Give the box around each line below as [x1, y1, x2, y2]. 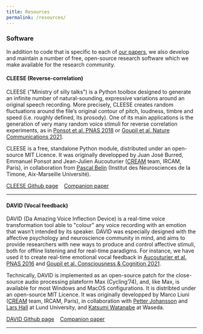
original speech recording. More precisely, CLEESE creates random [6, 101, 174, 108]
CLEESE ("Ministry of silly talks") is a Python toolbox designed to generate [6, 88, 192, 95]
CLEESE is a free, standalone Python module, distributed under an [6, 145, 171, 152]
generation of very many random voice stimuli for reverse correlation [6, 120, 178, 127]
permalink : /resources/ [6, 14, 66, 21]
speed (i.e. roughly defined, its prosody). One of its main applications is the [6, 114, 194, 121]
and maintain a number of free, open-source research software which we [6, 54, 189, 62]
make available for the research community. [6, 61, 115, 68]
